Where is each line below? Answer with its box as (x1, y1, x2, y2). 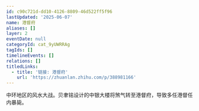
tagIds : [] (6, 47, 33, 53)
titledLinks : (6, 63, 38, 70)
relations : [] (6, 58, 41, 64)
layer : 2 (6, 31, 28, 37)
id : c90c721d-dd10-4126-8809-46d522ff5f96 (6, 8, 113, 15)
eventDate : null (6, 36, 46, 42)
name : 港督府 (6, 19, 36, 25)
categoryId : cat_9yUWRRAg (6, 42, 70, 48)
